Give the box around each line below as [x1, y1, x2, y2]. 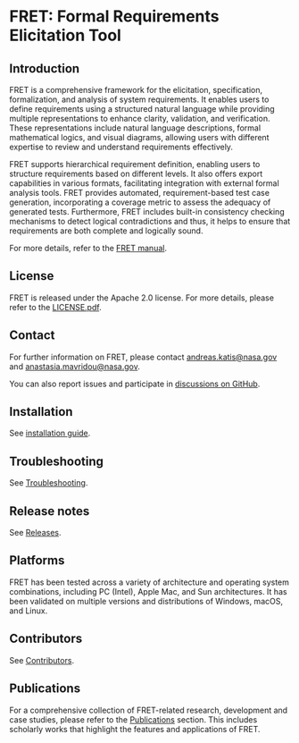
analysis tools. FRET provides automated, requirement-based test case [9, 188, 270, 198]
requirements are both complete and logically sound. [9, 225, 203, 236]
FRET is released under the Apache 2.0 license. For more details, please [9, 292, 275, 303]
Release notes [9, 503, 90, 519]
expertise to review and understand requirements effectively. [9, 141, 234, 152]
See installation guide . [9, 427, 91, 439]
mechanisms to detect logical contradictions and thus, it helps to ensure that [9, 216, 291, 226]
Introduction [9, 61, 80, 76]
